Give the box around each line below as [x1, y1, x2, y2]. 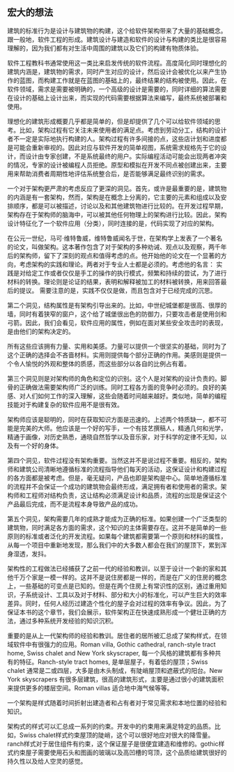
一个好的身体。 [19, 441, 63, 450]
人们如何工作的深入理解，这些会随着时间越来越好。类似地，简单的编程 [25, 391, 227, 400]
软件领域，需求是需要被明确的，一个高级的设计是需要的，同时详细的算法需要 [7, 84, 227, 93]
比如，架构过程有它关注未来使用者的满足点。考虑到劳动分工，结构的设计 [19, 126, 227, 134]
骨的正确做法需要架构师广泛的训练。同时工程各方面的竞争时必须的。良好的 [7, 383, 221, 391]
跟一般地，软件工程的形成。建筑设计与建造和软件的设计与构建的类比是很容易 [7, 35, 227, 43]
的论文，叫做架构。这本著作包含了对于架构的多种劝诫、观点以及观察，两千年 [7, 243, 227, 251]
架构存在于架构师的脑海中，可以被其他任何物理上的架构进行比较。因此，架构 [7, 210, 227, 218]
